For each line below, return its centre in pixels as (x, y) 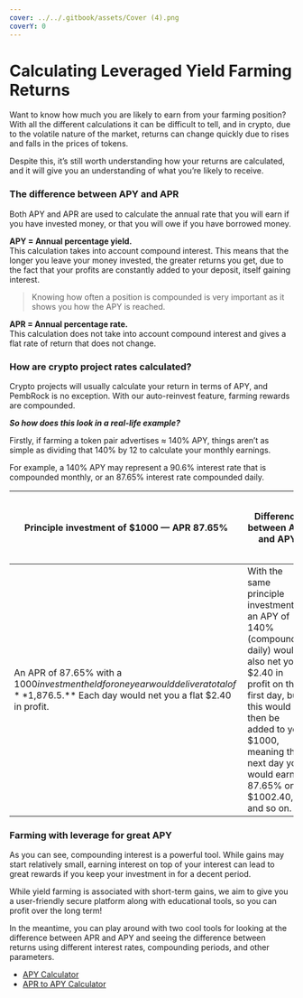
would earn (271, 775)
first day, (266, 695)
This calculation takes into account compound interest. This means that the (149, 250)
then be (264, 718)
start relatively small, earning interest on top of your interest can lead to (142, 864)
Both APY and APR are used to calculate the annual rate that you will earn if (150, 214)
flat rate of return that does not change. (83, 343)
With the (265, 572)
